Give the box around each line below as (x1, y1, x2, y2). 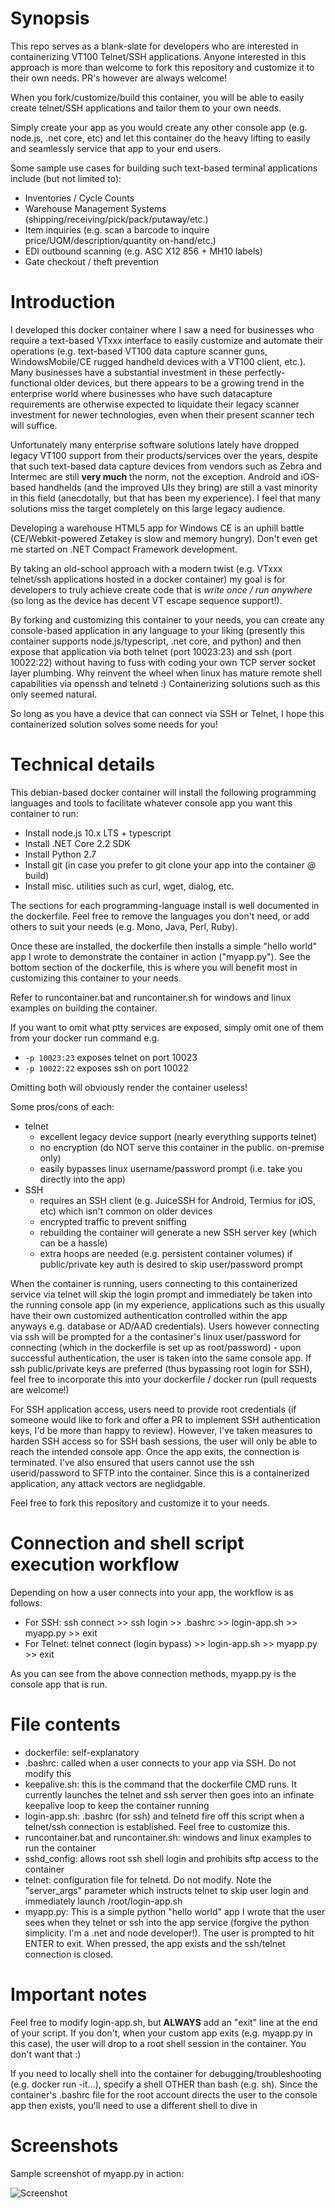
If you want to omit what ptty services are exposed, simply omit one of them (10, 1021, 324, 1033)
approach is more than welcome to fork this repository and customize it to (10, 61, 315, 73)
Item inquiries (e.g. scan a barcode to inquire (24, 223, 210, 236)
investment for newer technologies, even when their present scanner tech (10, 408, 315, 421)
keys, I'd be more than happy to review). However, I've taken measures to (10, 1424, 313, 1436)
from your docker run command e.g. (10, 1032, 160, 1044)
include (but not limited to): (10, 172, 122, 184)
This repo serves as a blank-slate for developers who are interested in (10, 40, 299, 52)
